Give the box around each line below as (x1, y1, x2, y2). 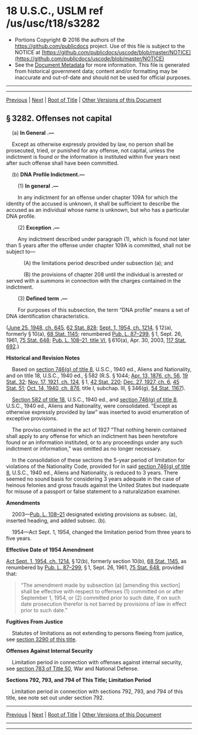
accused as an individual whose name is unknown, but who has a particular (6, 206, 190, 213)
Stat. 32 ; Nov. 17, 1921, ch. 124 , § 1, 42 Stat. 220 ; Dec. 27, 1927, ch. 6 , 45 (6, 378, 180, 385)
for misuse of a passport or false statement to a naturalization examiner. (6, 488, 181, 495)
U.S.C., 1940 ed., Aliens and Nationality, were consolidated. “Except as (6, 402, 177, 409)
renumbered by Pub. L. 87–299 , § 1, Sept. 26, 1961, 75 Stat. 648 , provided (6, 564, 184, 571)
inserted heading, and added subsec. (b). (6, 517, 107, 524)
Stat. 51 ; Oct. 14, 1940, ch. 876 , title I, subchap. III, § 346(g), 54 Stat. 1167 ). (6, 384, 186, 391)
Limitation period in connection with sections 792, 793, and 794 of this (11, 688, 183, 695)
